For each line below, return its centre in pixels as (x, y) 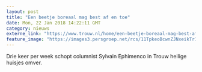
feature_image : (25, 39)
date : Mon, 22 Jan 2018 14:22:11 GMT (54, 23)
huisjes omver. (24, 62)
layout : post (23, 12)
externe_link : (24, 34)
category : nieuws (28, 28)
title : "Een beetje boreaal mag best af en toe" (68, 17)
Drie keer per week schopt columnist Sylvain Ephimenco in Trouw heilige (96, 56)
